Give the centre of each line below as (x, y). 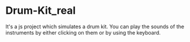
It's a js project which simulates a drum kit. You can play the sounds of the (95, 26)
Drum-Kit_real (41, 11)
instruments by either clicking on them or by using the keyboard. (83, 32)
